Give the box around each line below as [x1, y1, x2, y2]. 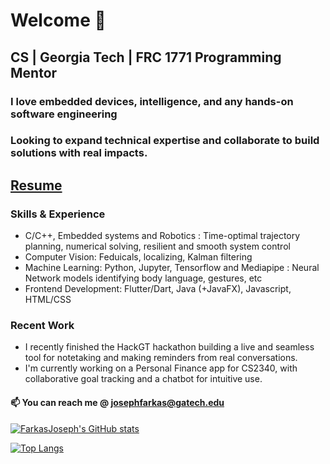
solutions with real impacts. [10, 146, 148, 160]
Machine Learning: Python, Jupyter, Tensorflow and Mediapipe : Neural [24, 262, 320, 274]
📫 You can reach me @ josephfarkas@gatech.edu [10, 397, 225, 408]
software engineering [10, 107, 118, 121]
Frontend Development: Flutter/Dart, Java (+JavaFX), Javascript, [24, 283, 292, 295]
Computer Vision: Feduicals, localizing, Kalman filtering [24, 251, 253, 263]
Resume [10, 177, 63, 194]
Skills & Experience [10, 207, 106, 221]
